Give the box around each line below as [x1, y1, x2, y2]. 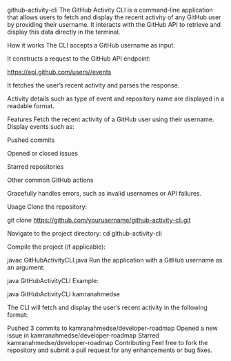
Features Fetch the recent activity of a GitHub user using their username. [7, 115, 214, 123]
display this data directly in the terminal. [7, 28, 121, 36]
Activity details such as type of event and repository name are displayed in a [7, 94, 225, 103]
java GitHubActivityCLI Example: [7, 277, 99, 285]
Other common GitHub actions [7, 176, 94, 184]
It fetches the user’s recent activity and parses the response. [7, 81, 180, 89]
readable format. [7, 102, 55, 110]
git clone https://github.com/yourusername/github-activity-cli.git [7, 216, 191, 224]
